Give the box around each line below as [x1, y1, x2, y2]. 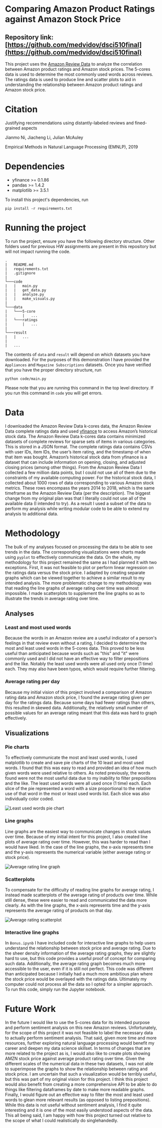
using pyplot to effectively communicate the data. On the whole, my [5, 554, 140, 560]
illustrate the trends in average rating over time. [5, 595, 100, 601]
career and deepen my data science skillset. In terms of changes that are [5, 1045, 151, 1051]
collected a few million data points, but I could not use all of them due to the [5, 470, 156, 475]
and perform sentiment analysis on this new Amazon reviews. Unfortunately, [5, 1025, 157, 1030]
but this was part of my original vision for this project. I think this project [5, 1077, 148, 1082]
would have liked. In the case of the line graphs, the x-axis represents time [5, 844, 154, 850]
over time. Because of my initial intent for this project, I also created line [5, 834, 148, 840]
